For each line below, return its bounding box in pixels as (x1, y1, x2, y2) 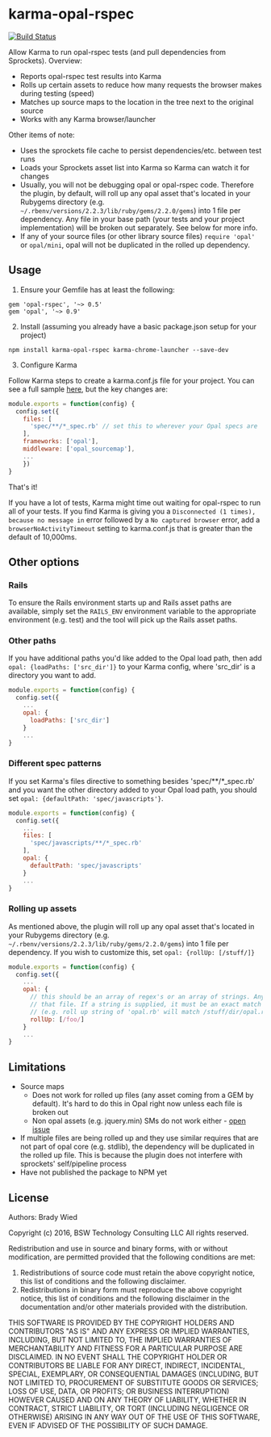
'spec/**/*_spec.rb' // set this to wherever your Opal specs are (29, 422, 258, 430)
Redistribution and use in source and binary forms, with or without (8, 1243, 228, 1253)
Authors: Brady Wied (8, 1212, 78, 1221)
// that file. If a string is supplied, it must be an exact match (29, 1000, 262, 1009)
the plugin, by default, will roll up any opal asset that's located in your (19, 188, 252, 198)
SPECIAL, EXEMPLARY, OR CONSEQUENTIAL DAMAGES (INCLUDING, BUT (8, 1369, 260, 1379)
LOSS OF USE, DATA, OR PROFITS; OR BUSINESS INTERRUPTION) (8, 1386, 230, 1396)
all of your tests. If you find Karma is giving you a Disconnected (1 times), (8, 506, 256, 516)
